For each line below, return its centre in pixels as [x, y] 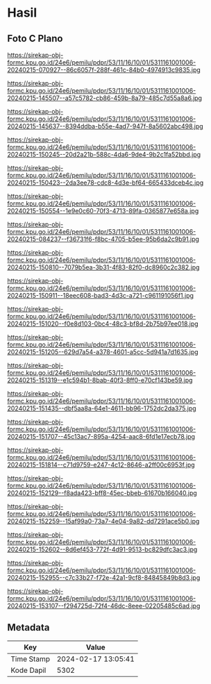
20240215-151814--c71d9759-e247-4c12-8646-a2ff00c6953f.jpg [101, 465]
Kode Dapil [28, 670]
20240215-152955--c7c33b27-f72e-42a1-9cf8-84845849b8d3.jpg [104, 577]
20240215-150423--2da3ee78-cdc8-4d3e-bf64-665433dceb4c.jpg [105, 183]
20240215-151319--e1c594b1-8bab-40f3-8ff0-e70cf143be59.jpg [100, 380]
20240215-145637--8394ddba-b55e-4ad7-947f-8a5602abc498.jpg [105, 126]
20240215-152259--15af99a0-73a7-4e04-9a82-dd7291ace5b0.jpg [103, 521]
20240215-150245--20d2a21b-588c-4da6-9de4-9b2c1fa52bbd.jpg [104, 155]
